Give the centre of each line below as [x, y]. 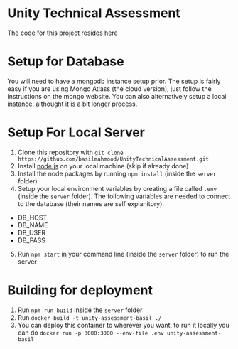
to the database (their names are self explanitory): [91, 203]
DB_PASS [32, 240]
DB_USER [32, 232]
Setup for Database [66, 61]
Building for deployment [80, 290]
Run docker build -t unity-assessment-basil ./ [90, 317]
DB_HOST [32, 218]
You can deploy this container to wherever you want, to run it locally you [123, 325]
